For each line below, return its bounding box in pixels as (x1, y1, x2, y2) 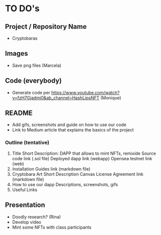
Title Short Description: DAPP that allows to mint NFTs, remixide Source (12, 150, 156, 156)
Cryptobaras (12, 35, 38, 41)
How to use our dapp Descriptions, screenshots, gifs (12, 181, 118, 187)
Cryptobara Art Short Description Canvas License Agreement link (12, 171, 144, 177)
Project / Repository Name (5, 22, 87, 31)
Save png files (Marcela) (12, 62, 62, 68)
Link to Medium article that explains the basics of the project (12, 127, 134, 133)
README (5, 109, 33, 117)
